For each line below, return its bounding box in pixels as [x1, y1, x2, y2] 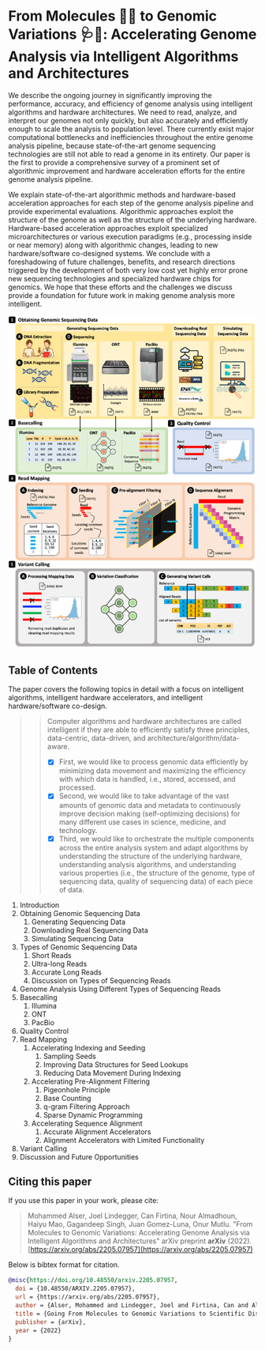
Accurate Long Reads [31, 967, 103, 977]
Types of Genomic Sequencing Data [19, 942, 138, 952]
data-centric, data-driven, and [47, 733, 146, 743]
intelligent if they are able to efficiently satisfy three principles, [47, 725, 250, 734]
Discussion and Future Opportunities [19, 1152, 140, 1161]
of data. [58, 884, 84, 894]
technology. [58, 825, 98, 835]
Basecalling [19, 992, 58, 1002]
